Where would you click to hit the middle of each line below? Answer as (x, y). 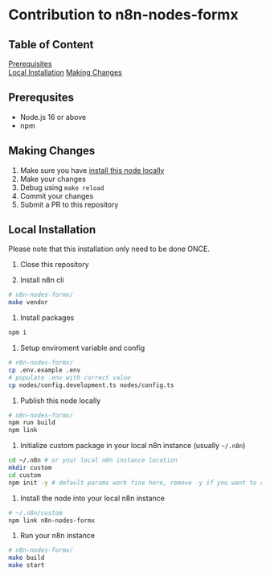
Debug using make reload (62, 187)
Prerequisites (30, 64)
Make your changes (53, 179)
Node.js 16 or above (53, 117)
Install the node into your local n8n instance (92, 498)
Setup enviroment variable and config (82, 348)
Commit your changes (57, 195)
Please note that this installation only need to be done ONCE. (109, 249)
